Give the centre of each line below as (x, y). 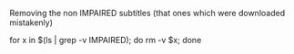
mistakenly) (31, 22)
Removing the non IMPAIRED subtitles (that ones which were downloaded (147, 13)
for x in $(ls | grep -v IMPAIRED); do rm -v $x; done (106, 40)
